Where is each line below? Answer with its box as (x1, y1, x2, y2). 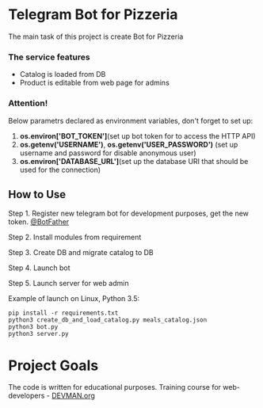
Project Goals (8, 357, 99, 374)
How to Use (8, 188, 67, 201)
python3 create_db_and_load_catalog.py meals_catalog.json (8, 316, 208, 324)
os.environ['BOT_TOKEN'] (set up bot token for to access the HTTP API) (19, 131, 256, 140)
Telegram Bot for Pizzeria (8, 6, 178, 24)
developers (8, 391, 45, 401)
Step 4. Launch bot (8, 263, 71, 273)
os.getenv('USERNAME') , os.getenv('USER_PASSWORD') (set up (19, 139, 238, 149)
